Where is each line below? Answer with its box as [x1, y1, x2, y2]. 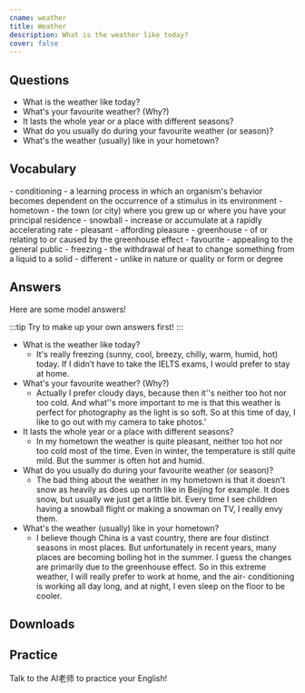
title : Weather [9, 22, 67, 31]
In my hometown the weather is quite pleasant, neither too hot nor [35, 436, 283, 447]
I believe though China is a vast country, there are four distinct [35, 532, 270, 543]
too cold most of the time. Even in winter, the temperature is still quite [35, 445, 296, 456]
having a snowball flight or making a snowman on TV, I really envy [35, 503, 283, 514]
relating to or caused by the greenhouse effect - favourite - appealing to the [9, 234, 293, 245]
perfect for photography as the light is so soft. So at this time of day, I [35, 407, 297, 417]
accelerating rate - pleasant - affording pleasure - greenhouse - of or [9, 224, 269, 235]
